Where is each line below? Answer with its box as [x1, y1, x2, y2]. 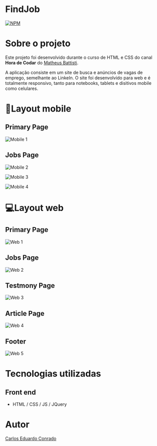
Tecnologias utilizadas [5, 368, 101, 380]
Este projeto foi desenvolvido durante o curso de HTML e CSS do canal [5, 54, 152, 60]
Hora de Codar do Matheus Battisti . [5, 59, 79, 66]
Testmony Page [5, 281, 55, 290]
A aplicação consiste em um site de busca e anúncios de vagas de [5, 69, 143, 75]
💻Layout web [5, 202, 64, 213]
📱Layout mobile [5, 103, 72, 115]
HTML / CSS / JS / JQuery [12, 401, 67, 407]
